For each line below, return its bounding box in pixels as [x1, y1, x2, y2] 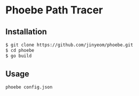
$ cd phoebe [5, 47, 34, 53]
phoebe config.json [5, 84, 53, 90]
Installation [5, 27, 47, 37]
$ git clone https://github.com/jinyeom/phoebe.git [5, 42, 133, 48]
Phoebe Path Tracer [5, 3, 103, 17]
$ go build [5, 53, 32, 59]
